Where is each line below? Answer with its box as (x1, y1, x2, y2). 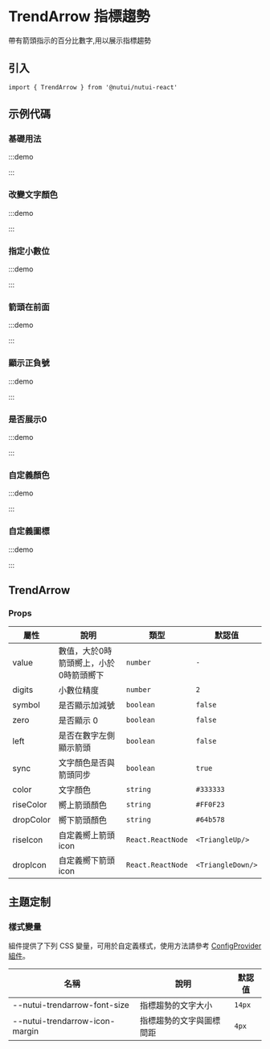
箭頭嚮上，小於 (58, 657, 115, 669)
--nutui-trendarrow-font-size (12, 999, 130, 1010)
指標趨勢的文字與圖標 (139, 1014, 221, 1026)
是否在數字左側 (58, 730, 115, 741)
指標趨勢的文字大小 (139, 1000, 213, 1011)
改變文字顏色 (8, 189, 59, 201)
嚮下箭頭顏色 (58, 815, 107, 826)
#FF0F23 (195, 800, 225, 810)
